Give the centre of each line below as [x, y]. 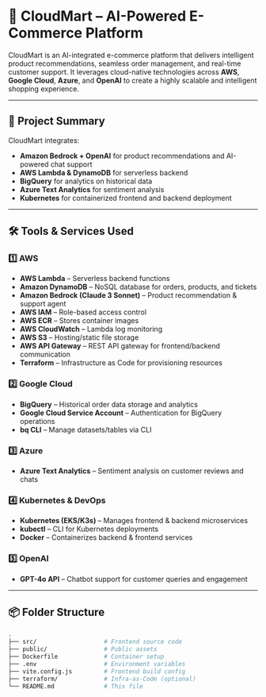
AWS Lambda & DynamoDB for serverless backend [104, 172]
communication [45, 354]
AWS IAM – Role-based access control [83, 312]
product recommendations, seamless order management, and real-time [125, 64]
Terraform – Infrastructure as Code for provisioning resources [121, 363]
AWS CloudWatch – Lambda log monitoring [91, 329]
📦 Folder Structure [57, 612]
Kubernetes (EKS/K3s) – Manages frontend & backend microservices [133, 521]
